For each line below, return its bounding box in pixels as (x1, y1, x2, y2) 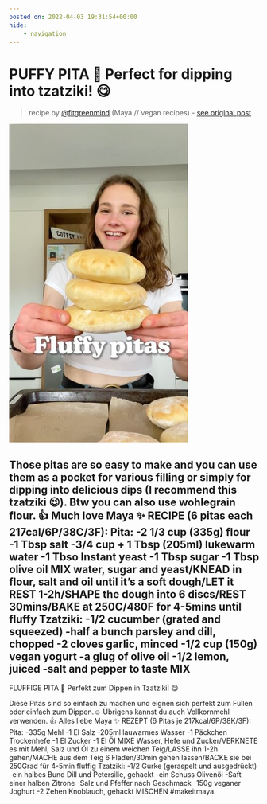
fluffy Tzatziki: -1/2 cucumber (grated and (9, 612, 221, 626)
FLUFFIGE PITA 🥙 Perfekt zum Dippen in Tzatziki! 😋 (9, 683, 179, 693)
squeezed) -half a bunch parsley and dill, (9, 625, 216, 638)
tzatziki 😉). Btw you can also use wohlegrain (9, 495, 237, 509)
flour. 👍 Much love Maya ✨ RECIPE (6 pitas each (9, 509, 253, 522)
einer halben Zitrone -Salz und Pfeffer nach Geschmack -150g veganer (9, 779, 242, 788)
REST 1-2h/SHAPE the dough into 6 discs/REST (9, 587, 247, 601)
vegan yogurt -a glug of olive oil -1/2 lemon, (9, 650, 230, 663)
